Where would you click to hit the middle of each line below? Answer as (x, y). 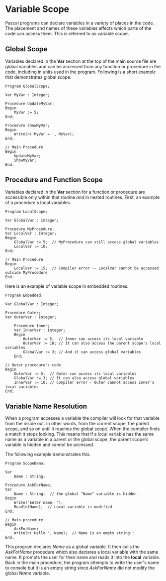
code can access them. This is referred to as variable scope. (67, 33)
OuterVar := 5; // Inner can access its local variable (83, 339)
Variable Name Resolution (46, 406)
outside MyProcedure (27, 272)
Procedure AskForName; (29, 485)
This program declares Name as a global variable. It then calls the (73, 547)
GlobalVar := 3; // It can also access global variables (74, 378)
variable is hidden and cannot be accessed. (50, 445)
